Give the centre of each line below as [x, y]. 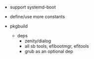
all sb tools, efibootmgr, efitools [57, 46]
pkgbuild [19, 26]
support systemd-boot [33, 7]
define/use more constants [37, 16]
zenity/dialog [38, 41]
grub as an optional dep [49, 51]
